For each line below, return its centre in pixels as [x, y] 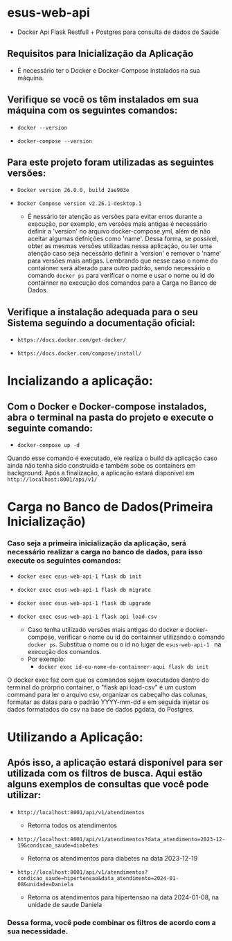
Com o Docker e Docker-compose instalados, [107, 406]
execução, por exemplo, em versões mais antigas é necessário [117, 224]
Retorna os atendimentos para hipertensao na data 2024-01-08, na [123, 897]
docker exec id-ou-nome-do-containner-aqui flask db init [123, 667]
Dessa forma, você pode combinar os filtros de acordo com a [111, 922]
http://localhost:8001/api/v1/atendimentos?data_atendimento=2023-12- [121, 839]
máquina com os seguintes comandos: [92, 111]
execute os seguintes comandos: [64, 561]
